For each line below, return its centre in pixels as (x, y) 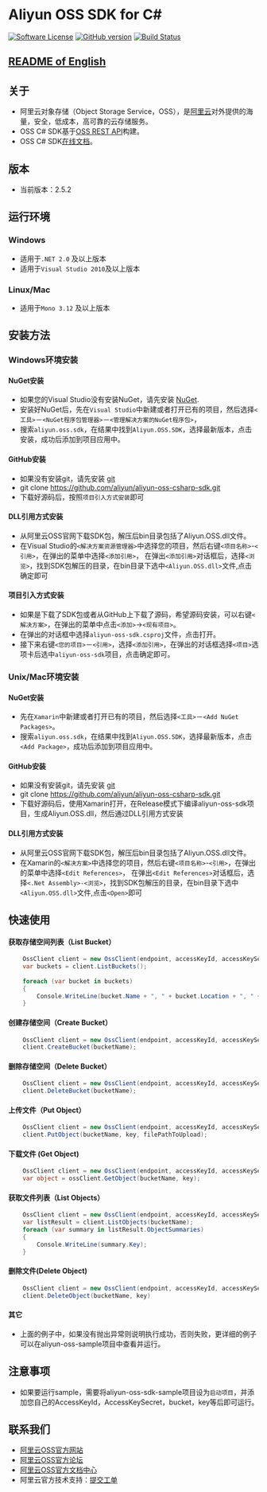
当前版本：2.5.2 (45, 189)
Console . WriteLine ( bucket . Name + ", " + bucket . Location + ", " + (149, 996)
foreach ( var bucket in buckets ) (78, 981)
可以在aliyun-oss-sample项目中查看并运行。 (92, 1344)
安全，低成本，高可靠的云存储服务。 (93, 122)
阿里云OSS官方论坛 (51, 1460)
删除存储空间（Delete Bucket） (60, 1066)
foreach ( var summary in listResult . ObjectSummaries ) (113, 1230)
